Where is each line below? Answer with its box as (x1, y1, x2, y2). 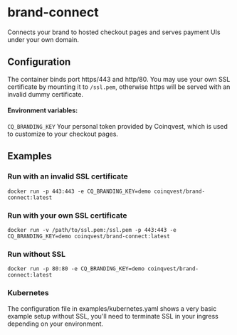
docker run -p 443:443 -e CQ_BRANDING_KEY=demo (7, 188, 152, 195)
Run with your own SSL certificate (7, 211, 127, 220)
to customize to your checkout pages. (7, 129, 119, 138)
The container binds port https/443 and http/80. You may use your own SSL (7, 75, 231, 83)
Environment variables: (7, 106, 78, 115)
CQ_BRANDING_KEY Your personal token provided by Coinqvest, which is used (7, 122, 228, 130)
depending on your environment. (7, 319, 104, 328)
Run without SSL (7, 249, 66, 259)
